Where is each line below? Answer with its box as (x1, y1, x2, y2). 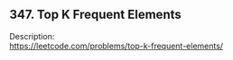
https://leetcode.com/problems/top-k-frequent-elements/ (9, 40, 224, 51)
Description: (9, 30, 55, 41)
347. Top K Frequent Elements (9, 7, 182, 22)
